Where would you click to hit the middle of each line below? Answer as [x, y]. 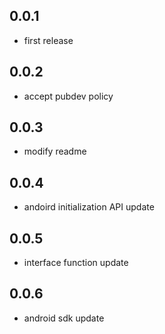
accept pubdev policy [68, 96]
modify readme [55, 151]
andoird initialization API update [89, 207]
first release [48, 40]
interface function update [76, 263]
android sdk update [64, 318]
